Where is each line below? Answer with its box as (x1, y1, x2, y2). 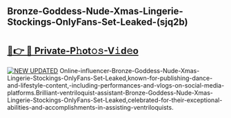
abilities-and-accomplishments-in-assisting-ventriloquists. (7, 104, 174, 111)
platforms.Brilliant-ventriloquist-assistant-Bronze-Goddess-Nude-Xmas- (7, 89, 214, 97)
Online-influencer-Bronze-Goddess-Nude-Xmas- (59, 67, 200, 75)
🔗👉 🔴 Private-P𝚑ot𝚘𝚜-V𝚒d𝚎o (7, 45, 139, 57)
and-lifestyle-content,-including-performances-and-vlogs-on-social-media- (7, 81, 225, 89)
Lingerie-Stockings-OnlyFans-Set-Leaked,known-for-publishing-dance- (7, 74, 213, 82)
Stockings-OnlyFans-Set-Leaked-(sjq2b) (7, 17, 188, 28)
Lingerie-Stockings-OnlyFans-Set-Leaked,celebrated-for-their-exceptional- (7, 96, 223, 104)
